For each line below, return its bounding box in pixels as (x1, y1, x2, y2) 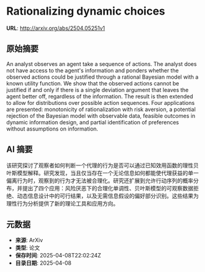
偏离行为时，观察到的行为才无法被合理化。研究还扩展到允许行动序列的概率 (6, 177, 193, 184)
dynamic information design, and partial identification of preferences (6, 118, 179, 126)
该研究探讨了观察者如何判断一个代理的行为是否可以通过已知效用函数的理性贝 (6, 162, 199, 169)
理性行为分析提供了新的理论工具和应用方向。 (6, 199, 119, 207)
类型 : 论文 (15, 244, 40, 251)
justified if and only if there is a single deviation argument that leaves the (6, 86, 189, 93)
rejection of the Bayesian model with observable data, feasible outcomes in (6, 112, 195, 120)
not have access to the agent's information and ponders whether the (6, 66, 179, 74)
